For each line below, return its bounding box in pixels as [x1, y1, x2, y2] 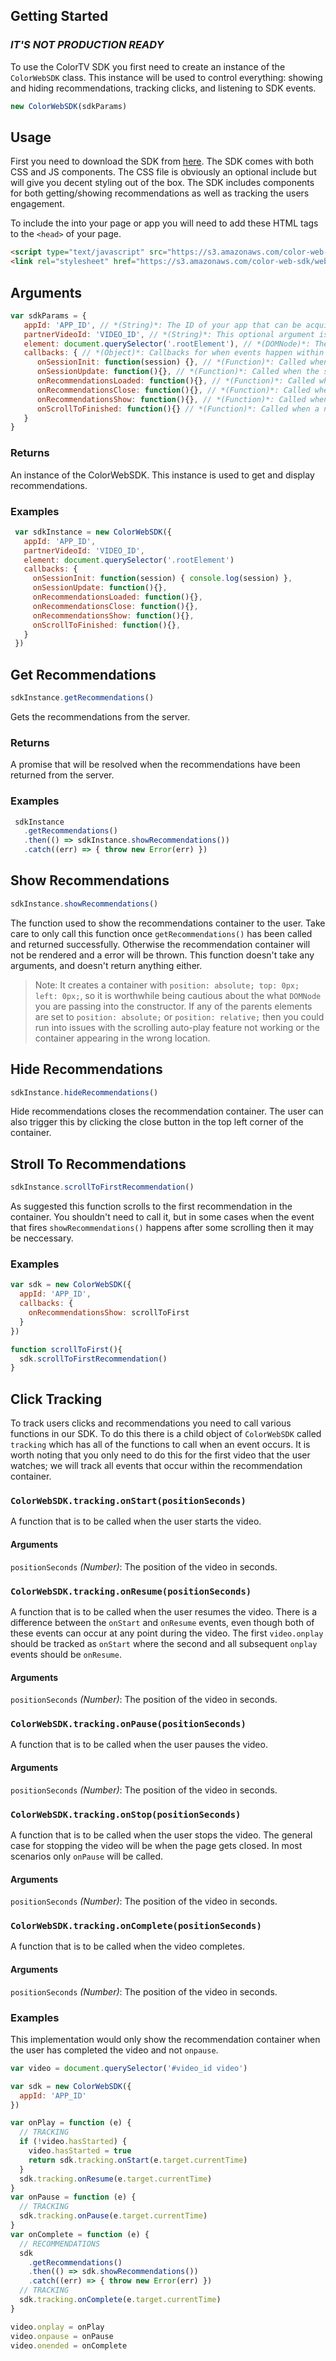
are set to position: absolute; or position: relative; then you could [34, 1010, 325, 1023]
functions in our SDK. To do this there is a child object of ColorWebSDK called [10, 1428, 322, 1440]
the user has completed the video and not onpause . [10, 2044, 219, 2056]
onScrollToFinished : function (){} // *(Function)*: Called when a [36, 404, 320, 414]
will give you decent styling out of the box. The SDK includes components [10, 177, 315, 189]
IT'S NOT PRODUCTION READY [10, 38, 165, 52]
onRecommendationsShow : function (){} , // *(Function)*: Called [36, 394, 307, 404]
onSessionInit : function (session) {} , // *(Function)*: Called [36, 357, 307, 368]
